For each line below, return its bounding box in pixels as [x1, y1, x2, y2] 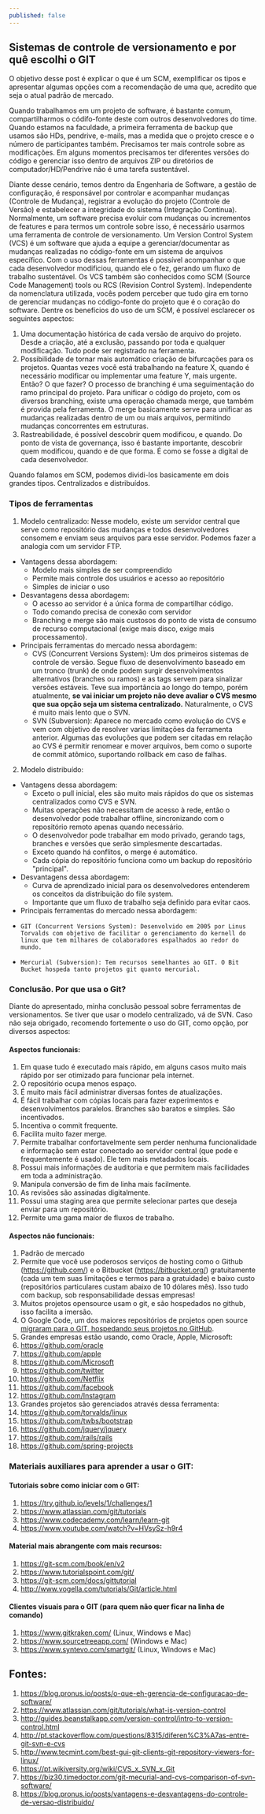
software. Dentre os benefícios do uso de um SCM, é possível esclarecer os [9, 305, 255, 315]
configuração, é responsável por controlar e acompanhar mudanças [9, 188, 230, 198]
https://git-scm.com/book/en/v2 [20, 1558, 125, 1568]
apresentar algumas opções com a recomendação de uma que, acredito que [9, 82, 257, 91]
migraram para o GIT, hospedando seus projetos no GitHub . [20, 1324, 215, 1334]
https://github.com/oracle [20, 1341, 104, 1350]
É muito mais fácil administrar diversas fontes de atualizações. [20, 1088, 223, 1097]
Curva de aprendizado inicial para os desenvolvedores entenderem [31, 880, 250, 890]
